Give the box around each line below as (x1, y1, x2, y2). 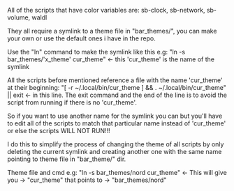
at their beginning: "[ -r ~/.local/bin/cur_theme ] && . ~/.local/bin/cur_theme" (7, 84, 227, 91)
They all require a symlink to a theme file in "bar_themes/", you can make (7, 27, 217, 35)
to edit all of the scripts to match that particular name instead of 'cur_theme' (7, 119, 226, 128)
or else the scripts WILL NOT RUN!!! (7, 127, 110, 135)
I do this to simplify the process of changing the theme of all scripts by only (7, 140, 224, 148)
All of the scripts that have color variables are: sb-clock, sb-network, (7, 6, 205, 14)
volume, (7, 13, 31, 22)
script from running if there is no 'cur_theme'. (7, 98, 138, 107)
